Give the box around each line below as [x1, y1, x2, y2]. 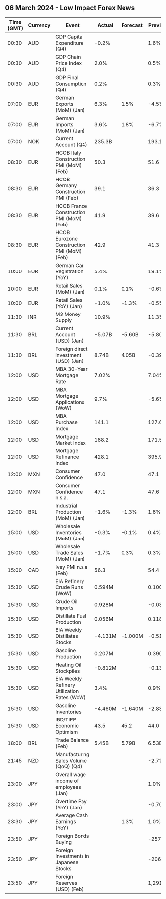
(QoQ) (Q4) [55, 763, 83, 770]
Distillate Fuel [55, 612, 86, 619]
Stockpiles [55, 667, 80, 674]
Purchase [55, 419, 78, 426]
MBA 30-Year [55, 365, 88, 372]
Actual [97, 22, 114, 29]
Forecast [121, 22, 143, 29]
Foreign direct [55, 345, 88, 352]
